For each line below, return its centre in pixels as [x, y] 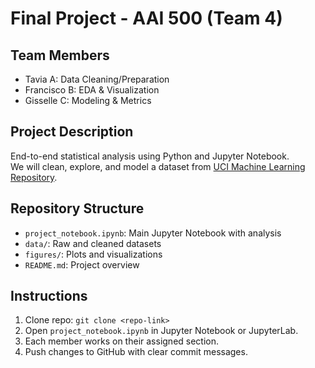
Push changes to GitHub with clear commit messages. [136, 352]
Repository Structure [77, 208]
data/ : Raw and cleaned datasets [93, 243]
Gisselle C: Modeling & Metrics [88, 100]
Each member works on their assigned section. [122, 341]
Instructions [49, 296]
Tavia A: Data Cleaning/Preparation [97, 79]
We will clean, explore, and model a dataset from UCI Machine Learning [158, 166]
